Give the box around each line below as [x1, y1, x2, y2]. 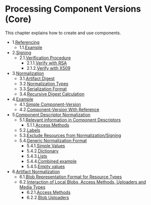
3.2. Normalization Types [19, 80, 69, 86]
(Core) [5, 14, 32, 25]
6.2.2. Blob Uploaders [26, 194, 69, 200]
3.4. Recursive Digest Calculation [19, 91, 85, 97]
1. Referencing [12, 39, 40, 45]
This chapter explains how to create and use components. [5, 30, 121, 36]
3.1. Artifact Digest [19, 75, 55, 81]
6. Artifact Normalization [12, 168, 60, 174]
